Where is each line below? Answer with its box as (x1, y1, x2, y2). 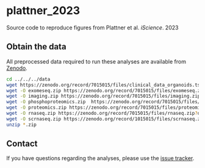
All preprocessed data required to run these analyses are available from (6, 57, 186, 65)
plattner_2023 (6, 4, 81, 18)
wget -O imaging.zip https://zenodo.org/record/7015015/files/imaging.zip (6, 93, 201, 100)
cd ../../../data (6, 76, 51, 82)
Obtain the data (6, 42, 67, 52)
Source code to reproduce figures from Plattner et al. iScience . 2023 (6, 24, 179, 31)
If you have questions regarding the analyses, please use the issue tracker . (6, 155, 195, 162)
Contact (6, 139, 38, 149)
